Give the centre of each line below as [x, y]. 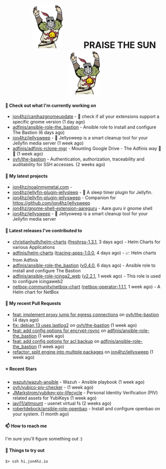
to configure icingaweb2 [38, 281]
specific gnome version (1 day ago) [49, 122]
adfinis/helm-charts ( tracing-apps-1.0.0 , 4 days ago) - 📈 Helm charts [84, 253]
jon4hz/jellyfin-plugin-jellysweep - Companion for [64, 198]
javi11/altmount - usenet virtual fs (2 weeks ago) [62, 403]
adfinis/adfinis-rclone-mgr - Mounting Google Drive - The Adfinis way [85, 148]
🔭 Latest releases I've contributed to [44, 230]
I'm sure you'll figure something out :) [44, 439]
